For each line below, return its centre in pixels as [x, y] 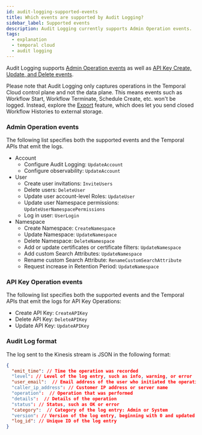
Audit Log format [32, 341]
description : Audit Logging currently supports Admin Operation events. [99, 28]
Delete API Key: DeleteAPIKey [51, 319]
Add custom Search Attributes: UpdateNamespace [83, 254]
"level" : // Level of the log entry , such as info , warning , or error [102, 376]
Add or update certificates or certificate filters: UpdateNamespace [103, 247]
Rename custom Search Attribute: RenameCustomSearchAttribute [103, 260]
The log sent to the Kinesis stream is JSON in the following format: [89, 354]
